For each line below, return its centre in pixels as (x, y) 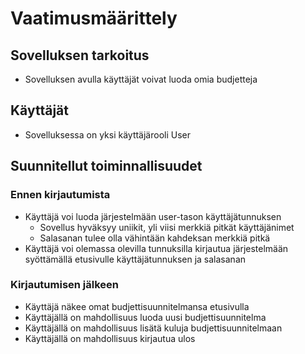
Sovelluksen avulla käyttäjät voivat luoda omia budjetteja (141, 79)
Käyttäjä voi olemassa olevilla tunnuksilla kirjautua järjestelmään (156, 248)
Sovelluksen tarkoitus (80, 55)
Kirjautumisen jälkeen (65, 285)
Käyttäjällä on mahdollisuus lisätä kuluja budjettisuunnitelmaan (153, 328)
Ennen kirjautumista (60, 195)
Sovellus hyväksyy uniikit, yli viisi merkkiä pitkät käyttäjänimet (167, 227)
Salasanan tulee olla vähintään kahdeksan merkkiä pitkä (155, 238)
